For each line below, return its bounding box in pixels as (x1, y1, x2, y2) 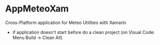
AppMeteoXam (5, 3, 69, 14)
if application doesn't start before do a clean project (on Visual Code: (12, 29, 155, 35)
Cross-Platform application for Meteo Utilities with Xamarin (5, 19, 126, 25)
